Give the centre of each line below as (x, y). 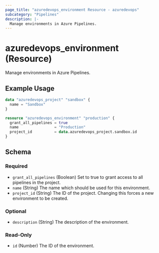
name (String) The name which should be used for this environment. (81, 188)
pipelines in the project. (36, 182)
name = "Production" (48, 127)
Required (16, 166)
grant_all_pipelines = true (39, 123)
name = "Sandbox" (28, 104)
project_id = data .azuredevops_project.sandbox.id (73, 132)
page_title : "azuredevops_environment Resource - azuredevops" (72, 10)
